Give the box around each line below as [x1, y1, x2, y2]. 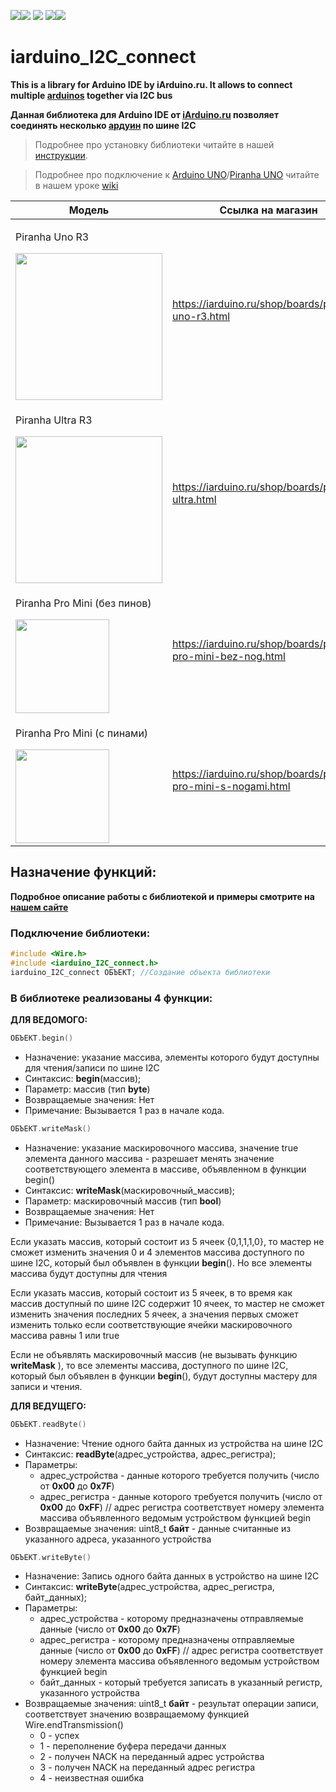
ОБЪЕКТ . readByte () [10, 1419, 87, 1429]
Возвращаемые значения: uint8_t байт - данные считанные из [24, 1522, 292, 1534]
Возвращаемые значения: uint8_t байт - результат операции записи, [24, 1698, 320, 1710]
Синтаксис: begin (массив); [24, 1072, 142, 1084]
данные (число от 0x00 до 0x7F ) [39, 1623, 181, 1635]
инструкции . [34, 149, 88, 161]
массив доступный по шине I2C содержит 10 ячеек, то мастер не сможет [10, 1297, 325, 1309]
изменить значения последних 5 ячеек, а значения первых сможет [10, 1308, 299, 1320]
